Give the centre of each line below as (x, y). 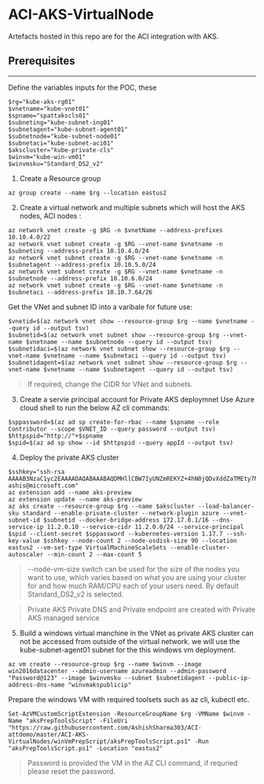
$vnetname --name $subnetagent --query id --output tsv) (138, 369)
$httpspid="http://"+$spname (56, 436)
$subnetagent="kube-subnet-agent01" (68, 129)
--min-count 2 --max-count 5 (95, 554)
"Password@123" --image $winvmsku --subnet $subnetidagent (107, 678)
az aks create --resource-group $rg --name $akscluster (101, 506)
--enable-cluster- (200, 547)
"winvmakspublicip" (100, 685)
